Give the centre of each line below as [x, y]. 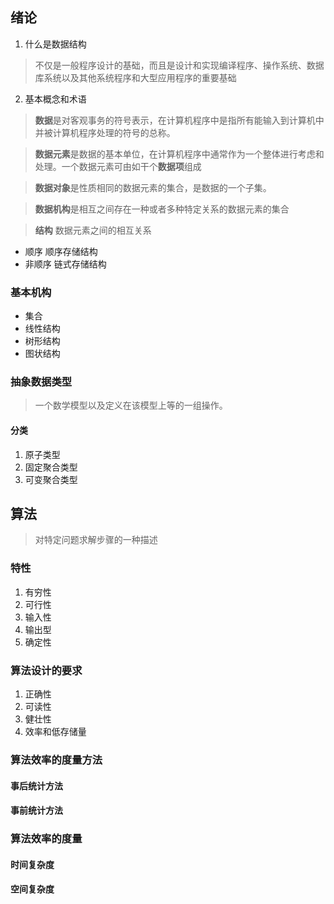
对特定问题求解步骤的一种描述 [96, 540]
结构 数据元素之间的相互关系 [93, 230]
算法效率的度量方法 [56, 760]
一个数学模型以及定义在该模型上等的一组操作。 [131, 405]
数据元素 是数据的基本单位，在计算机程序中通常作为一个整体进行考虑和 [179, 154]
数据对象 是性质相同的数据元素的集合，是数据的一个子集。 [153, 187]
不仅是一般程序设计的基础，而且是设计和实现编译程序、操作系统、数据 [179, 65]
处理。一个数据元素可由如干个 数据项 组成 [118, 166]
